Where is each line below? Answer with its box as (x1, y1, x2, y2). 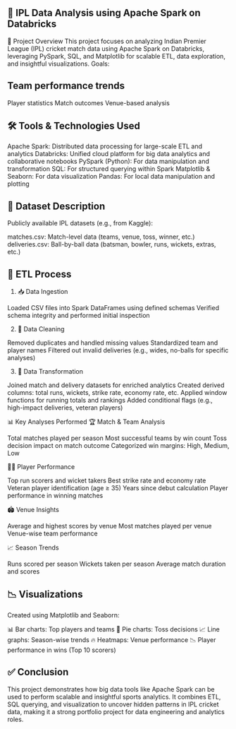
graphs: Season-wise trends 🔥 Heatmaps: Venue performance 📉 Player (7, 635, 216, 644)
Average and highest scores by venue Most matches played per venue (7, 522, 212, 531)
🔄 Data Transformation (17, 367, 83, 376)
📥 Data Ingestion (17, 288, 68, 296)
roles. (7, 715, 24, 723)
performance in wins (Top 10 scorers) (7, 646, 116, 654)
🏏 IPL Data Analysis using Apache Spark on (7, 7, 201, 19)
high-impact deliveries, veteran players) (7, 403, 123, 412)
